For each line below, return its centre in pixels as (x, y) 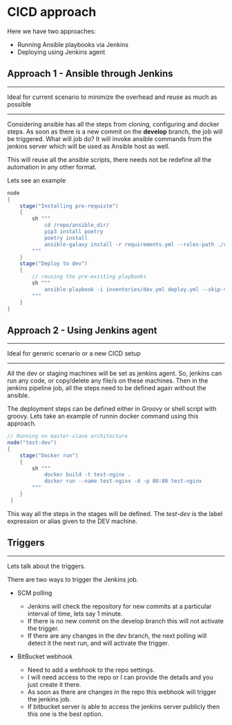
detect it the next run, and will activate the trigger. (98, 643)
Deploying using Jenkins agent (61, 52)
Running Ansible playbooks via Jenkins (73, 44)
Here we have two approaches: (52, 31)
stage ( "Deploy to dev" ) (54, 264)
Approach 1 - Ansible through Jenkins (90, 74)
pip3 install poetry (74, 232)
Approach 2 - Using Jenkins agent (82, 330)
